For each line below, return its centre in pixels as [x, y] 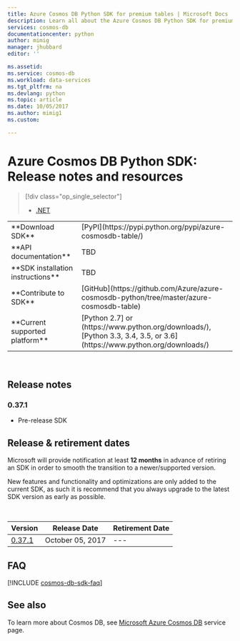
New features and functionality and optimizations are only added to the [112, 482]
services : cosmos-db [38, 27]
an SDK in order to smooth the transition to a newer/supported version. [112, 468]
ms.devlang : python [36, 94]
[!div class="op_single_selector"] [74, 196]
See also [27, 605]
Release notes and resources [95, 176]
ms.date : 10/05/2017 [38, 107]
